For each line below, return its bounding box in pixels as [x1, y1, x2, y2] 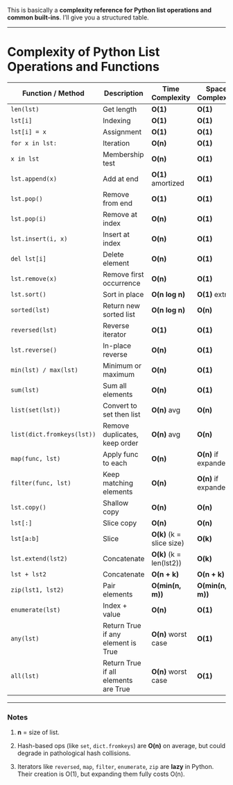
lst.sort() [10, 290, 46, 298]
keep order [103, 438, 139, 448]
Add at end [103, 174, 139, 184]
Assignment [103, 127, 142, 136]
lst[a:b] [10, 535, 40, 542]
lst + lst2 [10, 570, 46, 578]
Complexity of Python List [7, 44, 160, 60]
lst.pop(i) [10, 215, 46, 222]
